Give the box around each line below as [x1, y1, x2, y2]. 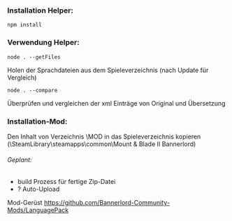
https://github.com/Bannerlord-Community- [44, 199, 170, 207]
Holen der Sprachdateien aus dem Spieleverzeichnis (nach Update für [7, 66, 209, 74]
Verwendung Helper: [7, 38, 80, 48]
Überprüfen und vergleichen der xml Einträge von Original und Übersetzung [7, 99, 226, 107]
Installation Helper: [7, 6, 73, 15]
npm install [7, 22, 42, 29]
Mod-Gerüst [7, 199, 43, 207]
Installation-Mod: [7, 116, 68, 126]
